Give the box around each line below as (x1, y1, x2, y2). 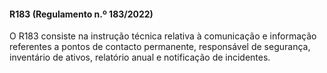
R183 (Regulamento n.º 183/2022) (9, 8, 154, 20)
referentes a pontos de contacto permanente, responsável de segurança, (9, 41, 311, 53)
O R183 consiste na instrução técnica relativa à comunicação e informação (9, 30, 317, 42)
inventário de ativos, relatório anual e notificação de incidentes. (9, 51, 271, 64)
